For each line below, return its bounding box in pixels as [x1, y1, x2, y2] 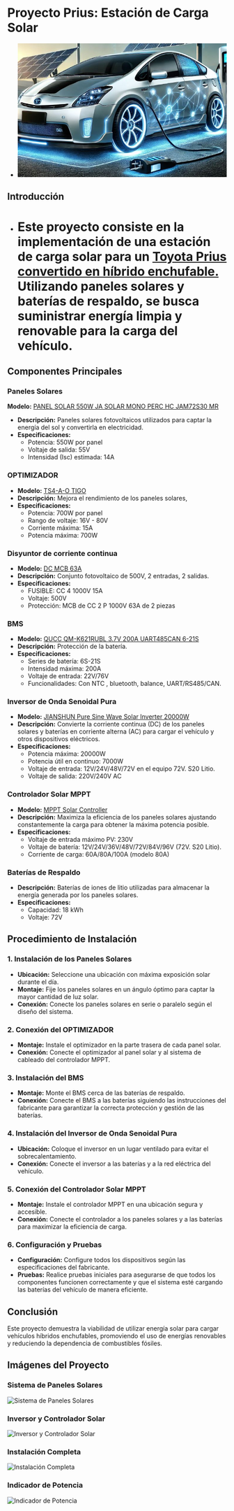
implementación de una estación [17, 234, 211, 250]
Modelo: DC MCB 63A [17, 564, 82, 573]
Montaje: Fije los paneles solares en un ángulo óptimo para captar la [17, 984, 215, 994]
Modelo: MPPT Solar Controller [17, 805, 108, 814]
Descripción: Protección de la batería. [17, 642, 127, 651]
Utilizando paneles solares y [17, 278, 185, 294]
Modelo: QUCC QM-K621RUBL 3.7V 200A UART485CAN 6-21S [17, 635, 200, 643]
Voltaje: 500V [27, 594, 68, 602]
